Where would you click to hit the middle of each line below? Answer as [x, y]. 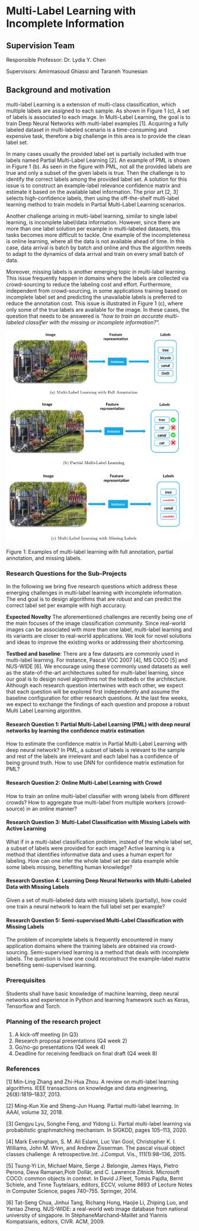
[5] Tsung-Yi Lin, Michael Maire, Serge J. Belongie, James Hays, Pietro [92, 1166]
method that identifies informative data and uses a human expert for [89, 854]
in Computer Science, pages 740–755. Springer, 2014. [72, 1191]
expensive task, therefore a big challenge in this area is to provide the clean [98, 136]
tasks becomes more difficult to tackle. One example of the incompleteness [98, 235]
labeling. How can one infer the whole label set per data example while [92, 860]
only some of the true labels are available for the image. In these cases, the [98, 309]
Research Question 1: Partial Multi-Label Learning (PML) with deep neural [98, 724]
